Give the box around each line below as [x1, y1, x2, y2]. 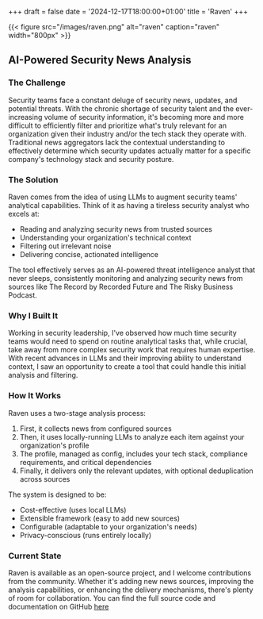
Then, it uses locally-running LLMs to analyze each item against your [19, 432, 245, 441]
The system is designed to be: [8, 490, 107, 499]
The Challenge [8, 77, 66, 88]
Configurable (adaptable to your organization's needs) [19, 521, 198, 531]
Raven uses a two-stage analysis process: [8, 408, 147, 417]
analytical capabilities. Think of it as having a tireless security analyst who [8, 200, 250, 210]
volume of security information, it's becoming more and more [44, 112, 244, 121]
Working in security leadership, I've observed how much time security [8, 329, 238, 338]
